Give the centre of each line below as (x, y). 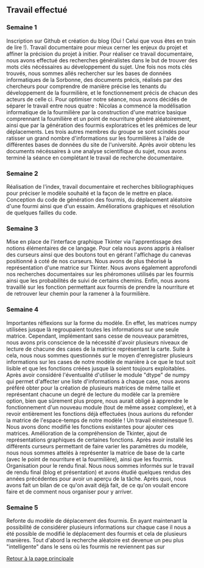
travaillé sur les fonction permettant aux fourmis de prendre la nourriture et (100, 287)
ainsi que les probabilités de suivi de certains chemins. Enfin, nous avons (98, 281)
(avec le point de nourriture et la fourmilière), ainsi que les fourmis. (90, 459)
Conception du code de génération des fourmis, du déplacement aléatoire (99, 199)
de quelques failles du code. (42, 213)
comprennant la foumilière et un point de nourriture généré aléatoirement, (99, 118)
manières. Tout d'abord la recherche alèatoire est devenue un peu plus (95, 540)
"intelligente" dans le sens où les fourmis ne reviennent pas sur (86, 547)
